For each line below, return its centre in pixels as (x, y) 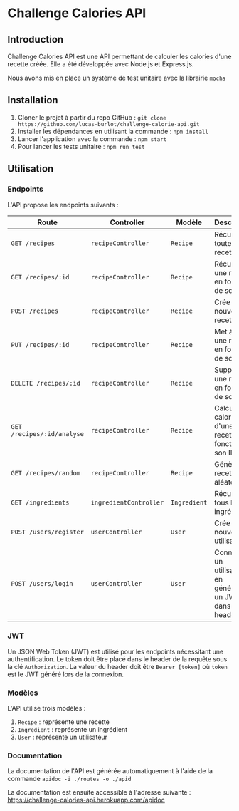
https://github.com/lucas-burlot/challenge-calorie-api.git (108, 124)
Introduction (36, 40)
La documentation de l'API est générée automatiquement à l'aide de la (110, 771)
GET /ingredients (40, 502)
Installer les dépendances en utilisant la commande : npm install (113, 131)
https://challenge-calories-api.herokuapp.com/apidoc (86, 800)
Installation (33, 100)
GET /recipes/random (46, 473)
